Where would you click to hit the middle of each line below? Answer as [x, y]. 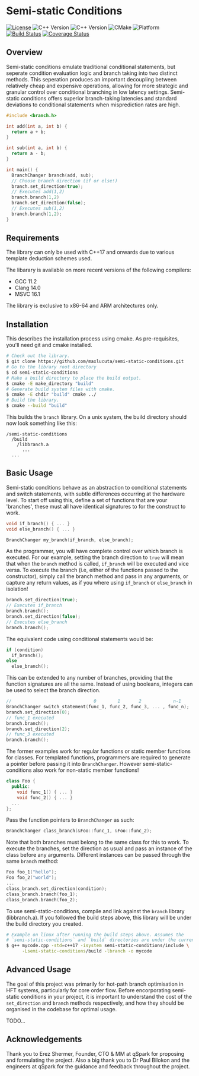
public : [21, 787]
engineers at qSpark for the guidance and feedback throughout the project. [98, 1066]
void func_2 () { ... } [45, 797]
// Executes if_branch [34, 605]
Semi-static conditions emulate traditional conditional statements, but [91, 67]
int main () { [22, 170]
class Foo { [21, 781]
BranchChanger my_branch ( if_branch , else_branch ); [70, 540]
